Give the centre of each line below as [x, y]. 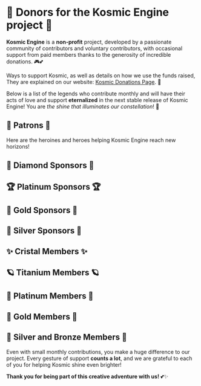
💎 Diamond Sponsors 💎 [50, 166]
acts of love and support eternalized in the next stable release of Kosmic [97, 100]
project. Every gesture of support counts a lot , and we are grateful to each [99, 358]
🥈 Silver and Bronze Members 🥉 [67, 337]
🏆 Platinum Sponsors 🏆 [54, 187]
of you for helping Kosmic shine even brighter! [64, 364]
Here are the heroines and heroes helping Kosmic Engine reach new [91, 140]
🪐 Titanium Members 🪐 [53, 273]
